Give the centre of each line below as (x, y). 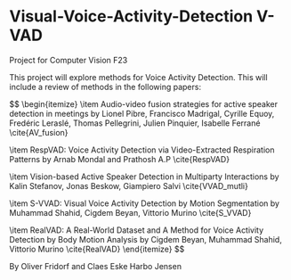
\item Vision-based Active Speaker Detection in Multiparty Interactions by (144, 177)
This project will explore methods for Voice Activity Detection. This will (139, 77)
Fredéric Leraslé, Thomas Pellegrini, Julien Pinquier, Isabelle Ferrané (135, 123)
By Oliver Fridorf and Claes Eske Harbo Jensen (96, 266)
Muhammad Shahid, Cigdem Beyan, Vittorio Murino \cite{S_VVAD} (130, 212)
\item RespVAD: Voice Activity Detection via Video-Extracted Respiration (142, 150)
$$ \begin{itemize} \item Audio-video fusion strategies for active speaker (144, 103)
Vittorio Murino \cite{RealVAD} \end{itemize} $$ (97, 249)
